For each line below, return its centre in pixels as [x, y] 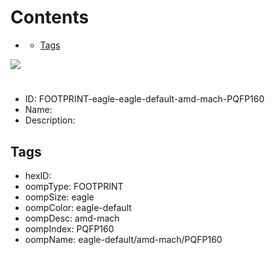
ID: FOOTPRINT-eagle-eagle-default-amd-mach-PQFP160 [144, 99]
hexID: [38, 175]
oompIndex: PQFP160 [69, 228]
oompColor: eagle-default [78, 207]
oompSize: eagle [59, 197]
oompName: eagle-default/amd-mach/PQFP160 [123, 239]
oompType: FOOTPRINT [74, 186]
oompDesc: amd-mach [72, 218]
